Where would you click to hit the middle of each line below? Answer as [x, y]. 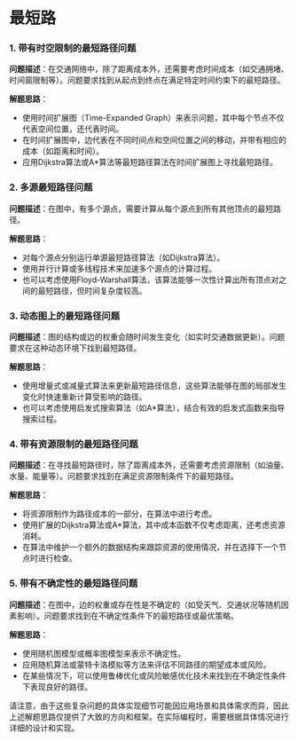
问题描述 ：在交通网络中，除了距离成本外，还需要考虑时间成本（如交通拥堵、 [149, 69]
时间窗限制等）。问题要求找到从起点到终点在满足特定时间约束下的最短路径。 [147, 80]
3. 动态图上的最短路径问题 [65, 316]
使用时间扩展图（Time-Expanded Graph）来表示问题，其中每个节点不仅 [153, 118]
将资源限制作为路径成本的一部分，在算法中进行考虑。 [119, 514]
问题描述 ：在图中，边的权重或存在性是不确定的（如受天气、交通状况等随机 [145, 604]
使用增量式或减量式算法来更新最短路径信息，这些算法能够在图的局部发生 [154, 386]
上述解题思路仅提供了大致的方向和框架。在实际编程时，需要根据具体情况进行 [149, 716]
